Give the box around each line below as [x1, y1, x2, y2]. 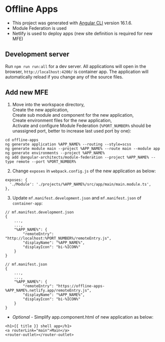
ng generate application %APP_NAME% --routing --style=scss [5, 141, 132, 147]
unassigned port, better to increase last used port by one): [12, 128, 131, 134]
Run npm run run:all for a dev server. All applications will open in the [5, 63, 147, 69]
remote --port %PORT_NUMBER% [16, 159, 77, 164]
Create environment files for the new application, [12, 117, 112, 123]
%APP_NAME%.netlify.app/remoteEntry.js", [5, 288, 92, 293]
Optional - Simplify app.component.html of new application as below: [12, 314, 154, 320]
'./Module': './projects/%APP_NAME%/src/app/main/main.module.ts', [9, 182, 152, 187]
